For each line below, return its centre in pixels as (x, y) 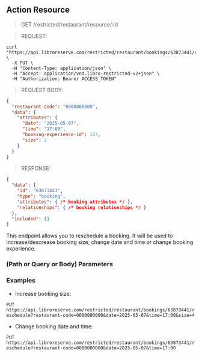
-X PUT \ (23, 63)
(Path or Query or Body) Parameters (60, 264)
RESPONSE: (36, 169)
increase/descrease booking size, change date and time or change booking (100, 242)
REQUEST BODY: (42, 90)
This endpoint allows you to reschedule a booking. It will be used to (90, 236)
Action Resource (38, 10)
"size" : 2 (34, 140)
